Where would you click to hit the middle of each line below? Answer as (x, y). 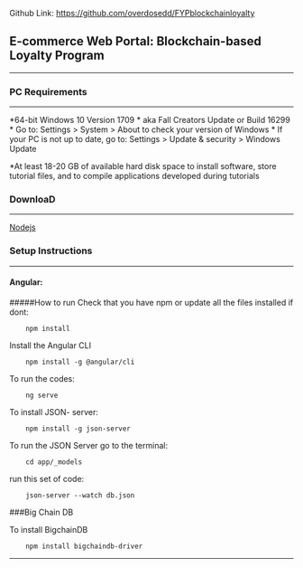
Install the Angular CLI (50, 345)
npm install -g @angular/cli (80, 362)
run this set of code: (47, 478)
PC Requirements (48, 91)
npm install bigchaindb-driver (84, 546)
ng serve (42, 395)
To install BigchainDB (49, 529)
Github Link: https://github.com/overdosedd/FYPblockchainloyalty (132, 13)
